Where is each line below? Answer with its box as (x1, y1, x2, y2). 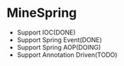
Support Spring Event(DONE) (16, 35, 102, 44)
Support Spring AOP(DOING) (16, 43, 101, 51)
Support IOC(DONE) (16, 28, 76, 37)
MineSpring (6, 5, 77, 21)
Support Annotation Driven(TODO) (16, 51, 118, 59)
